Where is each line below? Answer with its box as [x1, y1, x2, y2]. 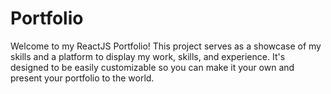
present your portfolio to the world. [10, 72, 155, 84]
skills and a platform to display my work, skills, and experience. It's [10, 50, 286, 62]
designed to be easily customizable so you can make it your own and [10, 61, 295, 73]
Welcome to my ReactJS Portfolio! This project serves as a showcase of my [10, 40, 322, 52]
